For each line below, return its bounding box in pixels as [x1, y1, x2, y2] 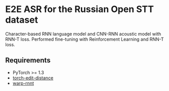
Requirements [5, 56, 51, 65]
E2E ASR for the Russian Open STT [5, 4, 154, 15]
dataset [5, 14, 38, 26]
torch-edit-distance [12, 74, 54, 81]
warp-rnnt [12, 80, 34, 86]
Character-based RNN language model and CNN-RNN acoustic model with [5, 31, 161, 37]
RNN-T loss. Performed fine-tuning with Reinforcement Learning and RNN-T [5, 36, 164, 42]
